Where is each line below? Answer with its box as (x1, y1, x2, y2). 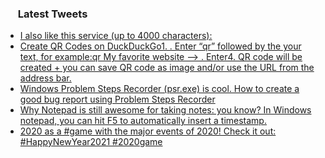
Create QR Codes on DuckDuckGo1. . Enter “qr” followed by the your (19, 40, 302, 52)
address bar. (19, 72, 72, 84)
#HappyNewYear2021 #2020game (19, 136, 163, 148)
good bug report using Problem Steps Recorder (19, 93, 216, 106)
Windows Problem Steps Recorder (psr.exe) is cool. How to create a (19, 83, 300, 95)
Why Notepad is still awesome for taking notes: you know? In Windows (19, 104, 312, 116)
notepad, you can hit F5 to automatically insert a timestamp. (19, 115, 267, 127)
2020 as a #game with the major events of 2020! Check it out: (19, 125, 277, 137)
